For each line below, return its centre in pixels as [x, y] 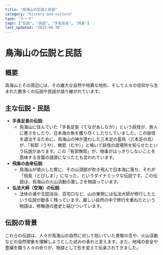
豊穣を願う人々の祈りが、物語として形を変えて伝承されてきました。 [73, 247]
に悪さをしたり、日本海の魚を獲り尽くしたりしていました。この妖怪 [87, 133]
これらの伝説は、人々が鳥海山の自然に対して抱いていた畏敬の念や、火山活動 [81, 235]
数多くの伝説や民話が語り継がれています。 [60, 91]
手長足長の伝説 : [28, 121]
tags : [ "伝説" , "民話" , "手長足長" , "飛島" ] [47, 23]
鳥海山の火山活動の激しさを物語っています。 [77, 182]
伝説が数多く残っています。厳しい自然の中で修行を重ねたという [92, 200]
